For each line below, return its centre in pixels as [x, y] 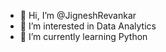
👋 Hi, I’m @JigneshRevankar [78, 15]
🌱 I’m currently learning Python [83, 36]
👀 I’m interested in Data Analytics [88, 26]
